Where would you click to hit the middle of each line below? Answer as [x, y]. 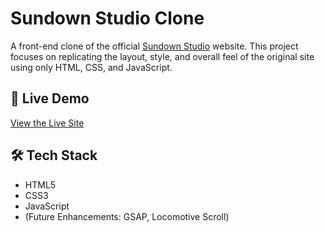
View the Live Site [47, 123]
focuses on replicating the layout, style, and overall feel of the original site [162, 56]
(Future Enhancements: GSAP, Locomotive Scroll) [127, 216]
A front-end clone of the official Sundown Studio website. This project [154, 46]
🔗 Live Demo [50, 98]
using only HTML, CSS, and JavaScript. [91, 67]
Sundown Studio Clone [107, 18]
